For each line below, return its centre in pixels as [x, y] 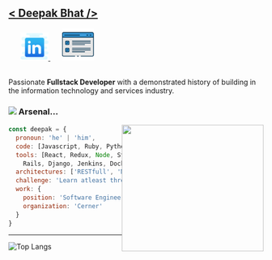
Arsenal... [38, 111]
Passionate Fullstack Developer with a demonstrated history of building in [132, 82]
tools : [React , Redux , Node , [65, 155]
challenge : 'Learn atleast [61, 181]
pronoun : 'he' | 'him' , [55, 138]
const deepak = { [38, 130]
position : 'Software [57, 198]
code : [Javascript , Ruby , [59, 146]
